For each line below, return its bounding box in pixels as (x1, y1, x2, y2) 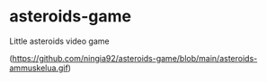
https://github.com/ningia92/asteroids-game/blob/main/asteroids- (12, 53, 258, 63)
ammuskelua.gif (9, 62, 69, 73)
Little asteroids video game (9, 36, 110, 46)
